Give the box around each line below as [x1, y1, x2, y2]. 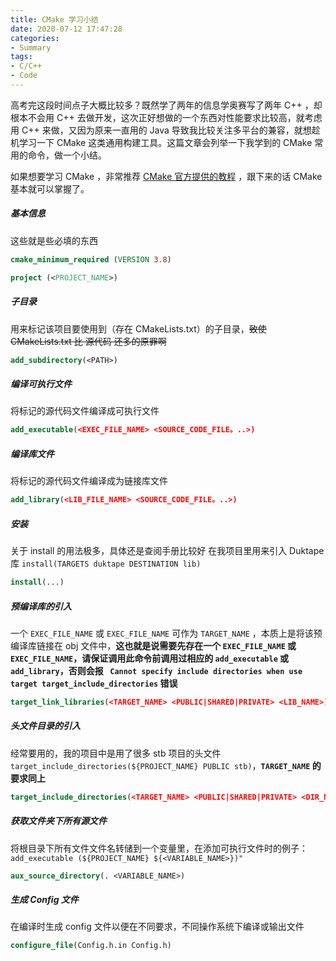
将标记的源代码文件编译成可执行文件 [10, 405, 160, 417]
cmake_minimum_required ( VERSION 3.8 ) [10, 254, 172, 265]
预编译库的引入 [10, 600, 72, 612]
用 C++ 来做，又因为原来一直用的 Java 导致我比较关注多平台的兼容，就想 [10, 124, 312, 136]
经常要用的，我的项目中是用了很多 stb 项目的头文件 [10, 747, 222, 759]
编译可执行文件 [10, 378, 72, 390]
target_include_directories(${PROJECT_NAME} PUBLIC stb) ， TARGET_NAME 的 [10, 759, 322, 771]
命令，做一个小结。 [27, 149, 107, 161]
